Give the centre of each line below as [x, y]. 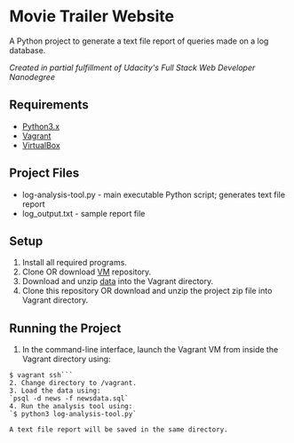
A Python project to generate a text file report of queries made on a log [139, 41]
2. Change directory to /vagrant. [73, 384]
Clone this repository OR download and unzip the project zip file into [147, 291]
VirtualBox [41, 145]
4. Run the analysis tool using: [71, 407]
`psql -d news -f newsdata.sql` [69, 399]
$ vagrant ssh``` [41, 376]
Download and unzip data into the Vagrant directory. [118, 281]
